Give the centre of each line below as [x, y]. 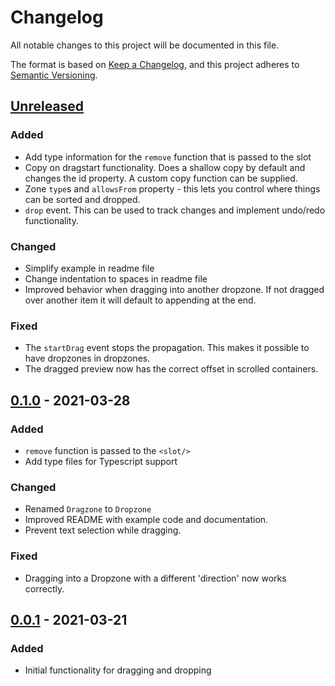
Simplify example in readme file [89, 268]
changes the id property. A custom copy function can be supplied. [161, 178]
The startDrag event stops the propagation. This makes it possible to [167, 348]
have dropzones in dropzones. [87, 358]
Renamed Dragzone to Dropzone [88, 509]
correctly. [44, 588]
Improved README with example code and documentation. [146, 520]
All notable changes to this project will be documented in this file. [145, 45]
